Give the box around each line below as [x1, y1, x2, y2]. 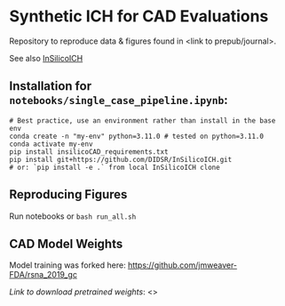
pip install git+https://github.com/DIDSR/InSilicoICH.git [9, 155, 233, 164]
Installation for [9, 78, 91, 94]
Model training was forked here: [9, 260, 126, 270]
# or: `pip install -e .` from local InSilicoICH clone [9, 163, 220, 172]
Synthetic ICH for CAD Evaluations [9, 6, 269, 27]
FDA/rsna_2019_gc [9, 270, 78, 280]
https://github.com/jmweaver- [127, 260, 238, 270]
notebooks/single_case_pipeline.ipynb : [9, 93, 228, 108]
